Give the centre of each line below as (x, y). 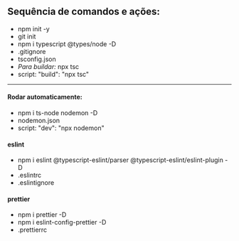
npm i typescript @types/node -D (67, 44)
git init (27, 36)
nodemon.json (39, 121)
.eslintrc (30, 175)
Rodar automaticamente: (45, 97)
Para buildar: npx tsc (48, 66)
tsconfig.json (37, 59)
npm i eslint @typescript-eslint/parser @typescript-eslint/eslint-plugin (121, 160)
